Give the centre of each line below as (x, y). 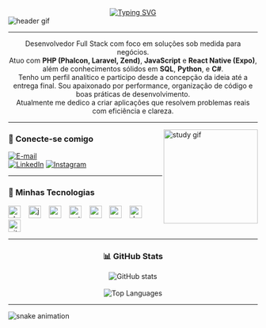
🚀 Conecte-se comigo (51, 139)
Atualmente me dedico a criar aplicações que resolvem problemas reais (133, 103)
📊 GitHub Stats (133, 256)
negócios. (133, 52)
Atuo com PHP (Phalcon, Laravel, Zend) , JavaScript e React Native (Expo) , (133, 60)
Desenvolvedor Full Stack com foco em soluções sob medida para (133, 44)
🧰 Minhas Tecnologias (51, 193)
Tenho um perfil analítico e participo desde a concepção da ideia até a (133, 77)
